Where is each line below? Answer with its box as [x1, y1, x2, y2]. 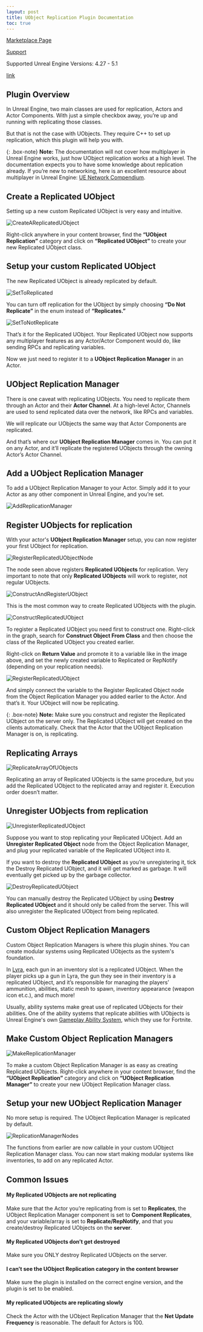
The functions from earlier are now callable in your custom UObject [6, 1144, 174, 1151]
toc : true [6, 20, 31, 26]
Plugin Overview [6, 89, 70, 100]
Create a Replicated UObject [6, 191, 115, 201]
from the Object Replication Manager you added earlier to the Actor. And [6, 693, 187, 700]
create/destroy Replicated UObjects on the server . [6, 1224, 132, 1231]
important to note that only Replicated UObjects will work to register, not [6, 572, 188, 579]
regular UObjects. [6, 579, 50, 586]
